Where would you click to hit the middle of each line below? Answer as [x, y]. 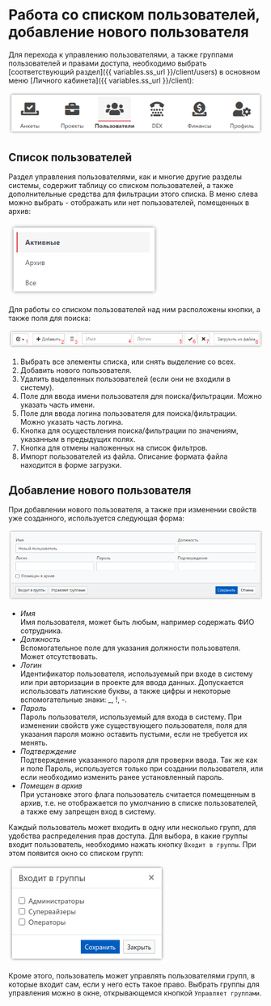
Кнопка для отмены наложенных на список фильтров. [114, 447]
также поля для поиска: [50, 319]
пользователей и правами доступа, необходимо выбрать [108, 63]
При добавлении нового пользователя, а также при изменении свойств [133, 510]
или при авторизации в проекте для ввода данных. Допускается [132, 682]
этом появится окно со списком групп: [76, 853]
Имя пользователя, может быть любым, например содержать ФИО [137, 622]
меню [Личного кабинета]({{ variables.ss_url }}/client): [101, 80]
